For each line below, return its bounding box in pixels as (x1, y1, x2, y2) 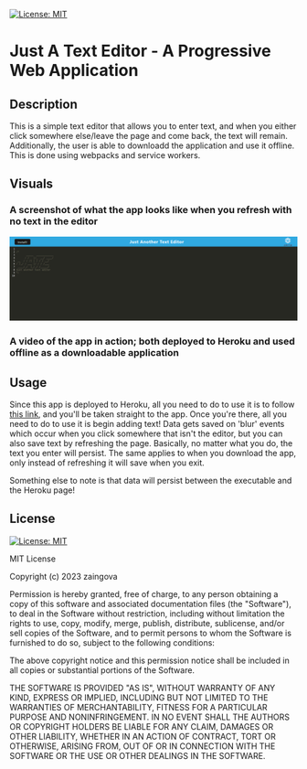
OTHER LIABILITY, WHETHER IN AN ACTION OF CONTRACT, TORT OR (9, 731, 276, 742)
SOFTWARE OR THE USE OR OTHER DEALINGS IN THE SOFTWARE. (9, 750, 266, 761)
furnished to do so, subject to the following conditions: (9, 636, 215, 648)
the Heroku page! (9, 485, 76, 496)
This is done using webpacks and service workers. (9, 150, 201, 160)
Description (9, 96, 78, 112)
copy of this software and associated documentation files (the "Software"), (9, 598, 292, 609)
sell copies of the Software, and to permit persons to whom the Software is (9, 627, 292, 638)
